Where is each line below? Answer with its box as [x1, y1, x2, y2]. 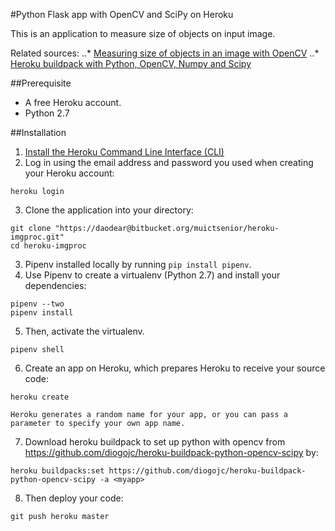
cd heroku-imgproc [10, 241, 87, 251]
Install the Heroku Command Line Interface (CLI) [24, 146, 225, 158]
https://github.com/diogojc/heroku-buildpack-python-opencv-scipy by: [24, 447, 319, 458]
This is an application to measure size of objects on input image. [10, 28, 276, 39]
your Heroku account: [24, 167, 115, 179]
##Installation [10, 127, 67, 138]
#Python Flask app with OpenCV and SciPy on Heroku [10, 9, 234, 20]
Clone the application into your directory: [24, 204, 194, 216]
